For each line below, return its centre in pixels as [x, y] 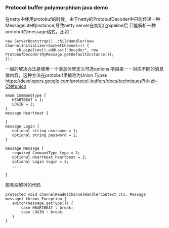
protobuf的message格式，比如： [39, 32]
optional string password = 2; [45, 135]
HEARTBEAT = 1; [28, 100]
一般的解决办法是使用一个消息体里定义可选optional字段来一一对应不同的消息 [85, 69]
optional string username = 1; [45, 131]
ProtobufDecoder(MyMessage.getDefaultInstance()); [60, 54]
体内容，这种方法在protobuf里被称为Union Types [56, 75]
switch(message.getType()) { [43, 203]
